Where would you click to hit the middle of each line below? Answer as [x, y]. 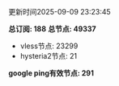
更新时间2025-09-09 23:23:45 [59, 12]
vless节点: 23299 [49, 46]
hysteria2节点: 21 [49, 56]
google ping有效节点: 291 [51, 73]
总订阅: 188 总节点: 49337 [52, 29]
